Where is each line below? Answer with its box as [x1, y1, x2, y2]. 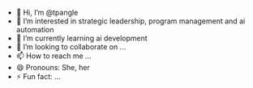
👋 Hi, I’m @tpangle [15, 8, 79, 17]
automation [15, 25, 54, 34]
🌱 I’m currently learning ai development [15, 33, 148, 43]
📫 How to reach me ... [15, 51, 92, 61]
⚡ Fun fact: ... [15, 72, 61, 81]
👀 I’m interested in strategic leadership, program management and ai [15, 16, 246, 26]
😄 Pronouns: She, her [15, 63, 91, 72]
